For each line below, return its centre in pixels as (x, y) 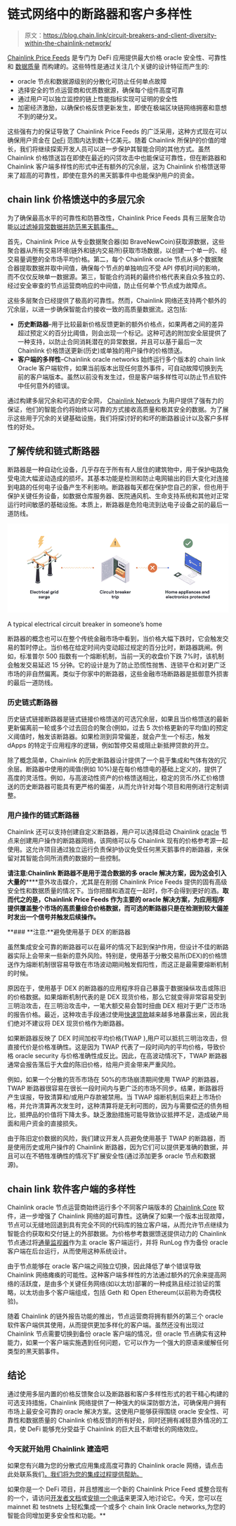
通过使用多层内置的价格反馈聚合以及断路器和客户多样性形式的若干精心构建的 (118, 1394)
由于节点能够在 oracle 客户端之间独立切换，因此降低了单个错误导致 (104, 1266)
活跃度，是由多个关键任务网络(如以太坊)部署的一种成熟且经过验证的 (117, 1284)
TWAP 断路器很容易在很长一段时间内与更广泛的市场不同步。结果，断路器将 (116, 1088)
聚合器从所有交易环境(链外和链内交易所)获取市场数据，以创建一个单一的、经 (117, 250)
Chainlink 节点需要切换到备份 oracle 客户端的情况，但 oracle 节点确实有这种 (117, 1334)
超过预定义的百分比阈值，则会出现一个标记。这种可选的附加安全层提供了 (122, 333)
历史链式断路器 (33, 702)
